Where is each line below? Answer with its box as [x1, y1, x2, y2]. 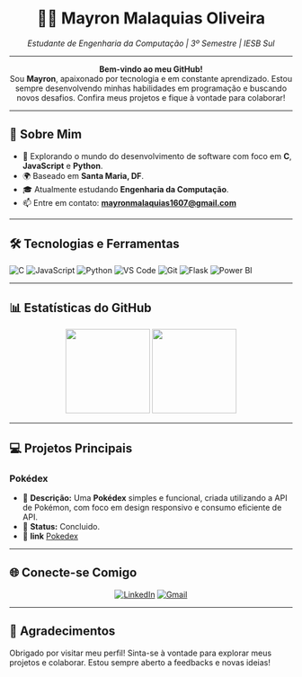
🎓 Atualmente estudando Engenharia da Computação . [22, 183, 229, 194]
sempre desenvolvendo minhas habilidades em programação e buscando [14, 83, 288, 94]
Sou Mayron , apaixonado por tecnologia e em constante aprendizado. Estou [9, 73, 293, 84]
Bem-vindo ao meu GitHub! [99, 63, 203, 75]
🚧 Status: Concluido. [22, 521, 101, 532]
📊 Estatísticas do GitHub [9, 300, 152, 316]
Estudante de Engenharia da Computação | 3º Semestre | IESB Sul [27, 38, 275, 49]
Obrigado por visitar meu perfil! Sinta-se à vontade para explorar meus [9, 647, 272, 658]
